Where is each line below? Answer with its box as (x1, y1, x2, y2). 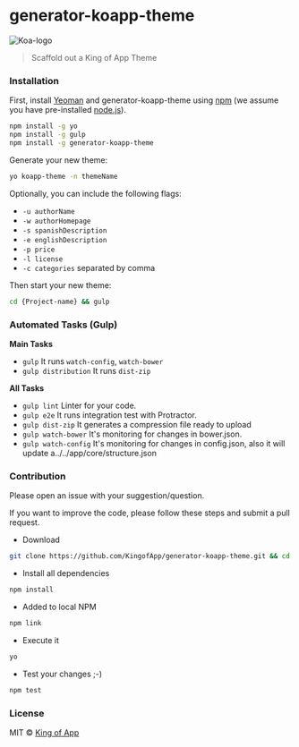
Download (21, 534, 61, 546)
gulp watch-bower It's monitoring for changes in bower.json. (21, 429, 243, 439)
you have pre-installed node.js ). (9, 105, 127, 115)
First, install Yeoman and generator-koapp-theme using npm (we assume (9, 95, 279, 106)
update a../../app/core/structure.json (21, 447, 157, 458)
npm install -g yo (9, 122, 78, 131)
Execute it (21, 634, 60, 645)
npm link (9, 618, 42, 627)
